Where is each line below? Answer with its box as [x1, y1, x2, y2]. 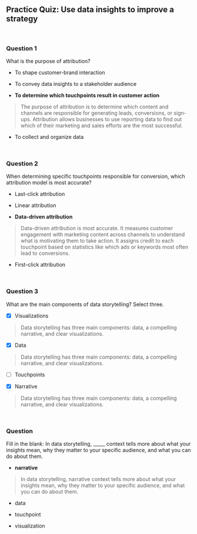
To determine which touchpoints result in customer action [14, 92, 160, 99]
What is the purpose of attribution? [6, 58, 91, 65]
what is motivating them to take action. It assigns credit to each [20, 237, 174, 244]
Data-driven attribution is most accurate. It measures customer [20, 225, 173, 232]
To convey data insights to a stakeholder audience [14, 81, 137, 88]
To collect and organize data [14, 134, 84, 141]
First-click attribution [14, 261, 66, 268]
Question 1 [6, 44, 37, 52]
